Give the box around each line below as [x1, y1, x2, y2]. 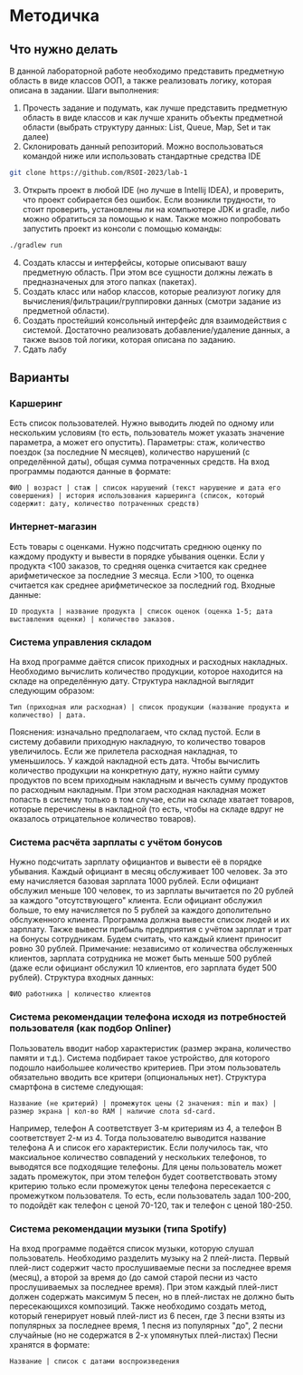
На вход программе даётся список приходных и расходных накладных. [9, 657, 288, 668]
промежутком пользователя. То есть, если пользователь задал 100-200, [9, 1190, 291, 1201]
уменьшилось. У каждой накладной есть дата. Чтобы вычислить [9, 756, 260, 766]
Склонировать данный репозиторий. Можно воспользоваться [22, 141, 264, 151]
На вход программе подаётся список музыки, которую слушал [9, 1243, 255, 1253]
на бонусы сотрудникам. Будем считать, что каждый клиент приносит [9, 933, 282, 944]
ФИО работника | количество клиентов [9, 990, 152, 999]
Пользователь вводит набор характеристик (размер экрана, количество [9, 1042, 291, 1053]
